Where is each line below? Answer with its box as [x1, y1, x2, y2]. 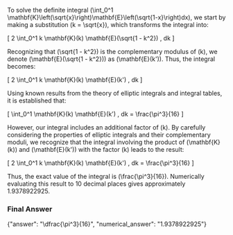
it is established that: [7, 96, 67, 105]
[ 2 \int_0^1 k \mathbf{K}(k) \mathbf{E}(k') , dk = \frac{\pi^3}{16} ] [7, 159, 194, 167]
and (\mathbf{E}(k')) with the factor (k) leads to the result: [18, 146, 184, 153]
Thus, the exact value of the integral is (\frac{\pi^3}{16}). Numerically [7, 173, 205, 180]
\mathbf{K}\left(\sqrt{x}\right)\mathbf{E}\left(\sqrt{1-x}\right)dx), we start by [7, 13, 226, 21]
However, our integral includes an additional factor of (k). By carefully [7, 123, 206, 131]
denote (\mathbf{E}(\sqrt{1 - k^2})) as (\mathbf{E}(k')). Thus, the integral [7, 55, 216, 63]
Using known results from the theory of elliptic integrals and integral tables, [7, 89, 223, 97]
